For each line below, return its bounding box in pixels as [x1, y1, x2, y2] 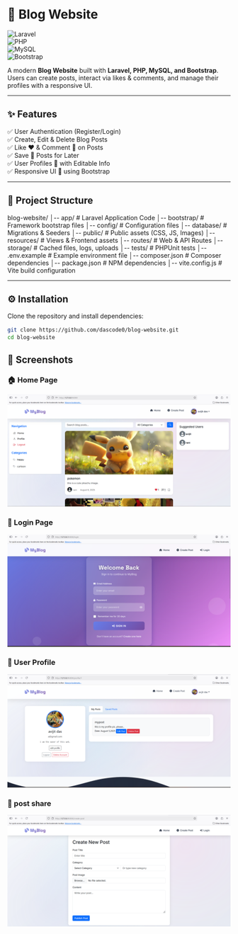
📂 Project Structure [7, 195, 93, 207]
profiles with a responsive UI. [7, 81, 93, 89]
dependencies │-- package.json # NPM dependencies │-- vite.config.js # [7, 258, 222, 267]
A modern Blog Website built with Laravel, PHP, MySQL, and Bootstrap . [7, 66, 219, 74]
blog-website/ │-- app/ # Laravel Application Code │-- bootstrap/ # [7, 213, 205, 222]
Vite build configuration [7, 266, 76, 275]
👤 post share [7, 798, 52, 808]
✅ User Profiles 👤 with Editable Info [7, 159, 110, 167]
